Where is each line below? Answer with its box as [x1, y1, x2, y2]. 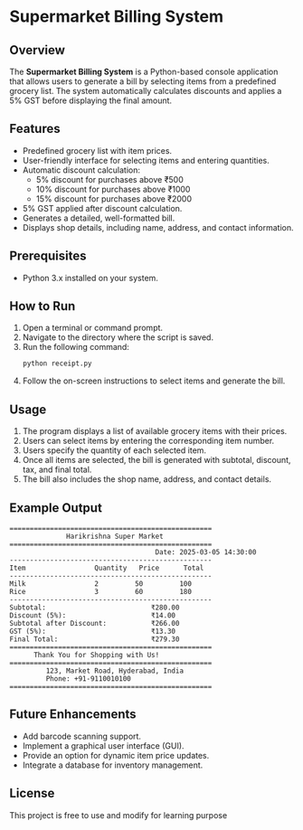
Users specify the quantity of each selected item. [22, 445, 206, 456]
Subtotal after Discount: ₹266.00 [9, 618, 180, 627]
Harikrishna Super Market [66, 532, 165, 541]
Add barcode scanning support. [22, 731, 142, 741]
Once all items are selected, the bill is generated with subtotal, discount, [22, 455, 291, 466]
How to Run [9, 298, 76, 314]
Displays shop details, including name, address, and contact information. [22, 222, 294, 232]
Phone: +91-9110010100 [45, 674, 131, 684]
